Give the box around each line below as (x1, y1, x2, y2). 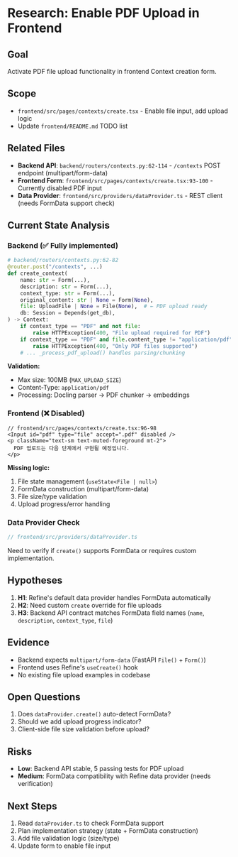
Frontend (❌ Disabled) (7, 408, 85, 418)
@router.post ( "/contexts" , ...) (7, 263, 103, 271)
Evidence (7, 637, 50, 649)
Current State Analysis (7, 219, 110, 231)
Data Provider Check (7, 517, 80, 527)
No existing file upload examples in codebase (17, 670, 151, 679)
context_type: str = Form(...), (20, 290, 115, 297)
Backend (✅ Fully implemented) (7, 240, 119, 250)
